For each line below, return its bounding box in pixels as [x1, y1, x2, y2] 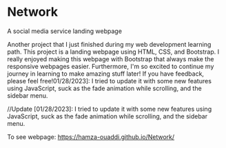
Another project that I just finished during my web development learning [7, 40, 212, 48]
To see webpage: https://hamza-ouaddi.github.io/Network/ [7, 132, 175, 141]
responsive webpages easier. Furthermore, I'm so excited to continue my [7, 62, 214, 70]
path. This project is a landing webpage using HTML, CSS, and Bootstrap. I [7, 47, 219, 56]
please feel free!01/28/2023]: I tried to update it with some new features [7, 76, 212, 85]
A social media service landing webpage [7, 27, 123, 35]
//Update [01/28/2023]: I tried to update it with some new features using [7, 105, 212, 113]
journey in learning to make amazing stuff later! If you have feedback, [7, 70, 205, 78]
